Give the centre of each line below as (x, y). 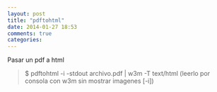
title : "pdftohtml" (36, 20)
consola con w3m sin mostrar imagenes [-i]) (89, 81)
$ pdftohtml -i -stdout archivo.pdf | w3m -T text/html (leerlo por (117, 74)
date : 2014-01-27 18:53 (42, 27)
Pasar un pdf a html (36, 60)
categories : (25, 40)
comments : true (30, 33)
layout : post (27, 14)
